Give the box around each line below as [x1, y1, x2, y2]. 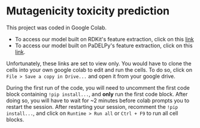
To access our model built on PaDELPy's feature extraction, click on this [14, 42, 193, 49]
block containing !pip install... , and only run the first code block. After [6, 90, 188, 97]
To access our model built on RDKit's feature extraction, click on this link [14, 35, 194, 42]
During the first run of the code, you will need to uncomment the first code [6, 84, 190, 91]
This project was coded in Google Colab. [6, 24, 107, 31]
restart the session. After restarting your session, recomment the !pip [6, 103, 178, 110]
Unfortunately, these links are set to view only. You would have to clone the [6, 60, 192, 67]
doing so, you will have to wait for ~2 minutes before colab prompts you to [6, 97, 190, 104]
